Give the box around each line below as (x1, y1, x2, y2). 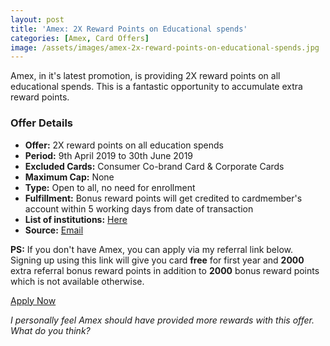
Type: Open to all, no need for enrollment (24, 181, 196, 193)
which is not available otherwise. (10, 275, 145, 287)
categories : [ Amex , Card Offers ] (10, 33, 150, 43)
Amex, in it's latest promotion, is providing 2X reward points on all (10, 70, 281, 82)
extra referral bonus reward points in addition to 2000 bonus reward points (10, 264, 320, 276)
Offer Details (10, 116, 74, 130)
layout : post (10, 14, 65, 25)
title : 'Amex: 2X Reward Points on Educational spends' (10, 24, 248, 34)
